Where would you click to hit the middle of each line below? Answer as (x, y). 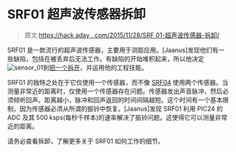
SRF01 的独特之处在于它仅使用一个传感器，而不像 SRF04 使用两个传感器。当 (118, 82)
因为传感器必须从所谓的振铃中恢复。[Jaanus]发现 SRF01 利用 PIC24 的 (121, 109)
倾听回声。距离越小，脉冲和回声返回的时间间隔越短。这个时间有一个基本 (118, 99)
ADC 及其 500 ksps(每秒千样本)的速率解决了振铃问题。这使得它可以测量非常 (118, 117)
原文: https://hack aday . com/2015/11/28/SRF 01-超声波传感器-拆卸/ (122, 35)
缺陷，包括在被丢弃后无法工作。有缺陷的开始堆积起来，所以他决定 (109, 58)
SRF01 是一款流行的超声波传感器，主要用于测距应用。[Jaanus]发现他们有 (113, 50)
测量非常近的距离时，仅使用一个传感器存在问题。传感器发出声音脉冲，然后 (115, 91)
